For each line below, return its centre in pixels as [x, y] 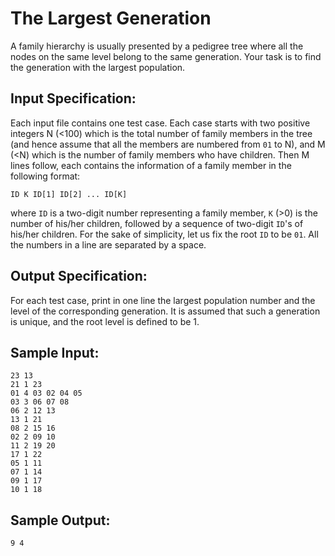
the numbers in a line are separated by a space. [108, 244]
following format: [45, 176]
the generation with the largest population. [98, 67]
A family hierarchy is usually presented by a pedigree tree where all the [157, 46]
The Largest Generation [111, 18]
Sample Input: [55, 352]
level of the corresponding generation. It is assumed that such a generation [165, 311]
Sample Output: [60, 520]
